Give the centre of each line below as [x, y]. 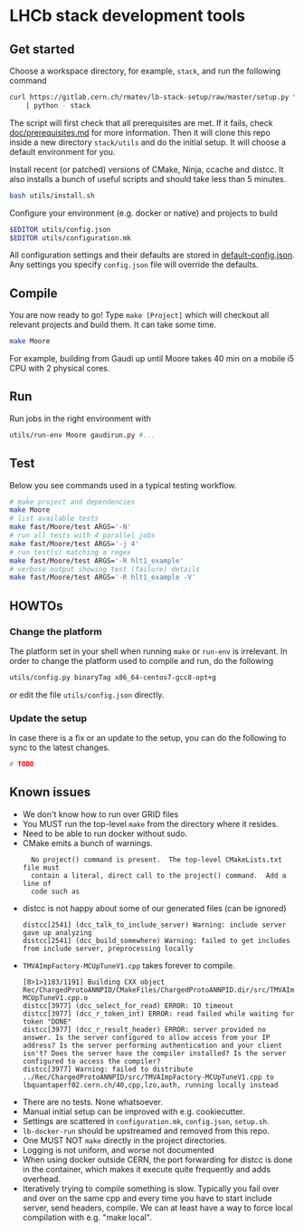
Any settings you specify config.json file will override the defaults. [134, 265]
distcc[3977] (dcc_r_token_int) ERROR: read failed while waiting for [158, 1014]
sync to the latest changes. [60, 747]
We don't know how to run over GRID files [100, 814]
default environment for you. [62, 151]
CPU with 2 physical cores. [60, 369]
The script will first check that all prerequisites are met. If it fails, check [141, 122]
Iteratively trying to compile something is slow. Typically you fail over [151, 1189]
